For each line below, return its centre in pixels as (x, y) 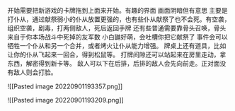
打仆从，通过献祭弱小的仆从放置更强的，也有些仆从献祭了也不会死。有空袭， (119, 19)
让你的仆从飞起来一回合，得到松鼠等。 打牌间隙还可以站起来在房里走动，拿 (117, 54)
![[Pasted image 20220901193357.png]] (65, 86)
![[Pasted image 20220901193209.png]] (65, 100)
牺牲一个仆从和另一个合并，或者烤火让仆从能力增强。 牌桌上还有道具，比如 (117, 46)
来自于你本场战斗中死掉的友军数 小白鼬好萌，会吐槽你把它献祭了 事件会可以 (117, 37)
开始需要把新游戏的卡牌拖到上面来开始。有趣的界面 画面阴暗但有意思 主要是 (117, 10)
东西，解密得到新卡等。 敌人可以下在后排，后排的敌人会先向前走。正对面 (114, 63)
